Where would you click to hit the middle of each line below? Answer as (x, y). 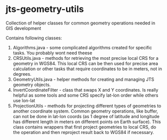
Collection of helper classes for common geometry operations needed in (80, 23)
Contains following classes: (34, 38)
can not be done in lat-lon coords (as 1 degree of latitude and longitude (86, 116)
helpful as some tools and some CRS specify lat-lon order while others (85, 95)
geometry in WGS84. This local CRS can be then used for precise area (85, 63)
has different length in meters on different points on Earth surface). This (87, 122)
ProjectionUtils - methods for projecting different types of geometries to (87, 106)
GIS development (23, 28)
